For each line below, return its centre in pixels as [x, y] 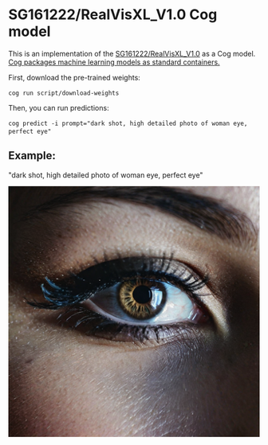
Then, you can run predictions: [59, 107]
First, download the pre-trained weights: [75, 77]
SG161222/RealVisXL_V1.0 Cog [113, 15]
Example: [32, 156]
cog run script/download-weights [64, 93]
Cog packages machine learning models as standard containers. [114, 62]
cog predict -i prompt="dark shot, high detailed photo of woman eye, [128, 123]
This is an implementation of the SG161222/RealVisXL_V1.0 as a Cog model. [132, 53]
